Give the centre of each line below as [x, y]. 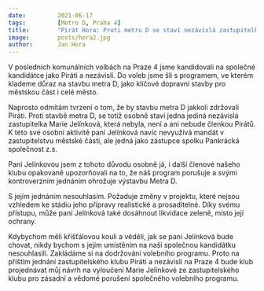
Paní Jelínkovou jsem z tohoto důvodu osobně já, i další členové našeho [125, 164]
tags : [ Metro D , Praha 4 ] [65, 23]
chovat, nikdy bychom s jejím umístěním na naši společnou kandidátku [122, 245]
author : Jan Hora [47, 45]
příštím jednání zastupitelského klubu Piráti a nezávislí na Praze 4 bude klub [131, 262]
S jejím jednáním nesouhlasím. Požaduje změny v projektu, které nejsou [124, 197]
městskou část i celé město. [53, 92]
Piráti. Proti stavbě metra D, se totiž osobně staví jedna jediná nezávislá [123, 116]
